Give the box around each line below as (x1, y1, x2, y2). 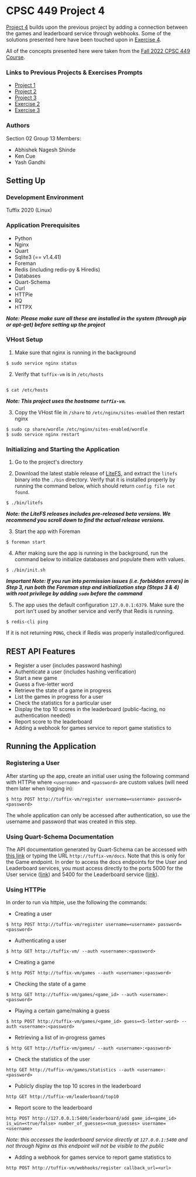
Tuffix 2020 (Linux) (6, 207, 53, 214)
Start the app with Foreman (14, 528, 81, 535)
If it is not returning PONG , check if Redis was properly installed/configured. (6, 629, 185, 636)
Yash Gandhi (14, 159, 46, 166)
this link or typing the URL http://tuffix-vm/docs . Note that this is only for (6, 852, 185, 859)
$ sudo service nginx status (6, 360, 77, 366)
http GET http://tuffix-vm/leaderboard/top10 (6, 1094, 119, 1100)
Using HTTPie (6, 886, 46, 894)
